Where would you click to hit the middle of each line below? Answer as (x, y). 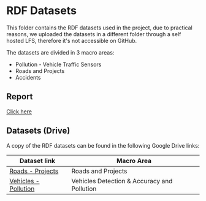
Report (20, 97)
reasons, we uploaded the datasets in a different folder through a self (94, 34)
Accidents (28, 77)
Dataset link (37, 161)
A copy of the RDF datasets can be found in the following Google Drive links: (103, 145)
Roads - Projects (34, 171)
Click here (19, 112)
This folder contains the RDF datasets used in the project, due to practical (100, 28)
